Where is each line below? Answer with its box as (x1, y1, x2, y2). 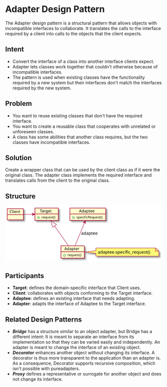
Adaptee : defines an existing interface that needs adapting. (12, 296, 135, 302)
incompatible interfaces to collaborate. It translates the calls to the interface (5, 25, 161, 31)
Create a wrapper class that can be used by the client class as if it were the (5, 167, 160, 173)
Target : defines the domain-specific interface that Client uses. (12, 285, 141, 291)
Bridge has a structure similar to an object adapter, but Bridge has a (12, 329, 152, 335)
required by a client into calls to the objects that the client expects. (5, 30, 142, 36)
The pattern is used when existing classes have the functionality (12, 74, 145, 80)
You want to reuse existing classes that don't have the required (12, 112, 142, 118)
